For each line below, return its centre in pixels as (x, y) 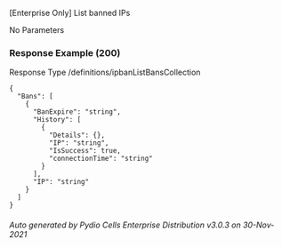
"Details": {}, (77, 135)
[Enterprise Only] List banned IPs (70, 13)
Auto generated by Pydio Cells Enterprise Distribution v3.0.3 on (125, 225)
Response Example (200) (65, 52)
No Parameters (37, 30)
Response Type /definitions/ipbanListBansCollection (105, 72)
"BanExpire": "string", (77, 112)
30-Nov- (259, 225)
